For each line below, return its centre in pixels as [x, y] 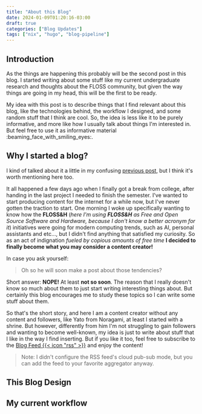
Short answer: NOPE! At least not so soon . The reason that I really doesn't [99, 282]
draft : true [21, 23]
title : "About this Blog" [39, 12]
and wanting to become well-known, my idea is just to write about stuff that [100, 332]
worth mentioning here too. [40, 177]
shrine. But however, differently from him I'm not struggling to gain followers [101, 326]
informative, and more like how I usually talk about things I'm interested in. [99, 124]
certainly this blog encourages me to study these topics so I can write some [101, 295]
